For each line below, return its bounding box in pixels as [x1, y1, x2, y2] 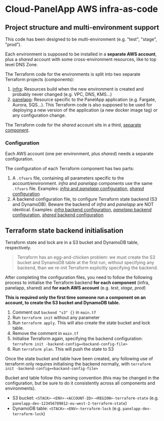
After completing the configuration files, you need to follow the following [5, 275, 153, 281]
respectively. [5, 245, 31, 251]
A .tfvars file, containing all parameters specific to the [12, 175, 124, 181]
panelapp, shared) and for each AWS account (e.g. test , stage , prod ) [5, 285, 146, 291]
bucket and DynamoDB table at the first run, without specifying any [17, 260, 155, 266]
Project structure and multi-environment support [5, 23, 160, 32]
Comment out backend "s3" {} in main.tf [12, 309, 96, 315]
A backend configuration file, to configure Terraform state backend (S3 [12, 196, 157, 202]
